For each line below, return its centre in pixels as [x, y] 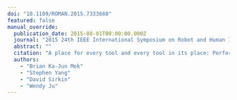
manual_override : [33, 27]
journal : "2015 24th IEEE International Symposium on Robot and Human [120, 40]
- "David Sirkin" [45, 79]
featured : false [31, 20]
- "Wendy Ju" [39, 86]
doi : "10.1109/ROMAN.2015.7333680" [60, 14]
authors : [26, 60]
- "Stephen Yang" [45, 73]
